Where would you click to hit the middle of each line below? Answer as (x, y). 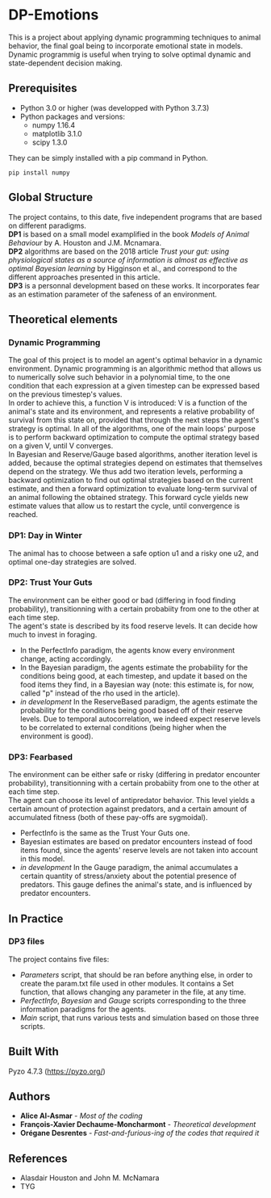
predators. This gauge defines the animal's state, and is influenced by (136, 885)
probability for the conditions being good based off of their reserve (131, 710)
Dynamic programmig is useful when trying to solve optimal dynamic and (130, 54)
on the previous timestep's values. (65, 394)
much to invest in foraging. (53, 634)
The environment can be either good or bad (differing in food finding (122, 600)
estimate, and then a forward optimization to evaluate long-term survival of (133, 489)
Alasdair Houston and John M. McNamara (90, 1178)
